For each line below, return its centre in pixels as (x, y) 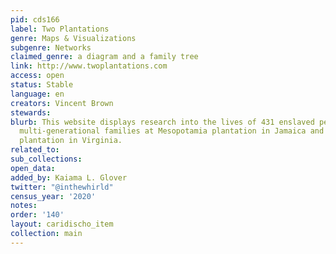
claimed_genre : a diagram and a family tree (104, 57)
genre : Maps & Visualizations (73, 38)
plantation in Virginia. (71, 141)
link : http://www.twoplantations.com (89, 66)
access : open (37, 76)
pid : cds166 (35, 19)
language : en (37, 94)
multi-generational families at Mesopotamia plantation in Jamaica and (172, 131)
